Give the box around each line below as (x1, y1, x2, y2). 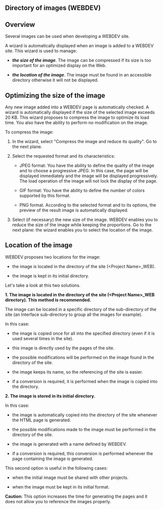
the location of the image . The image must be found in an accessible (12, 72, 152, 78)
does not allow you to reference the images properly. (5, 498, 111, 504)
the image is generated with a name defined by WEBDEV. (12, 441, 127, 447)
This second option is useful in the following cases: (5, 465, 108, 471)
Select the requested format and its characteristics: (12, 153, 115, 159)
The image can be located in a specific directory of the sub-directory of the (5, 306, 157, 312)
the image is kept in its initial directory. (12, 273, 90, 279)
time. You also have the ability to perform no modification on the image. (5, 120, 148, 126)
